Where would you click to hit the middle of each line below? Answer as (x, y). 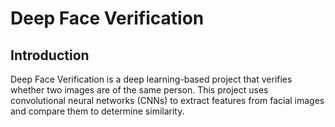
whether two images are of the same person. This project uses (139, 90)
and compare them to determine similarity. (97, 111)
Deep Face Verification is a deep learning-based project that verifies (151, 79)
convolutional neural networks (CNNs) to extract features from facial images (167, 100)
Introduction (50, 55)
